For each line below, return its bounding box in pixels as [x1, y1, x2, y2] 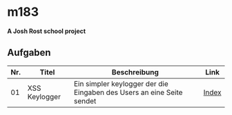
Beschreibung [111, 67, 159, 76]
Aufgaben [7, 47, 51, 59]
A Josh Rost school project [7, 27, 86, 35]
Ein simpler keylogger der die [73, 79, 169, 88]
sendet [73, 96, 97, 105]
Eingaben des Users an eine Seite [73, 87, 183, 97]
